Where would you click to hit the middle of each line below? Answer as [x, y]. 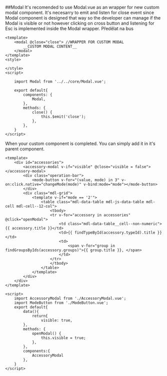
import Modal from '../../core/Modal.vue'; [60, 82]
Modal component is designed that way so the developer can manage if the [83, 18]
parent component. [25, 149]
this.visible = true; [63, 338]
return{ [40, 316]
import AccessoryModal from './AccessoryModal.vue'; [70, 298]
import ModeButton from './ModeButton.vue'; [61, 303]
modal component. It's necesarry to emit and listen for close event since [80, 13]
